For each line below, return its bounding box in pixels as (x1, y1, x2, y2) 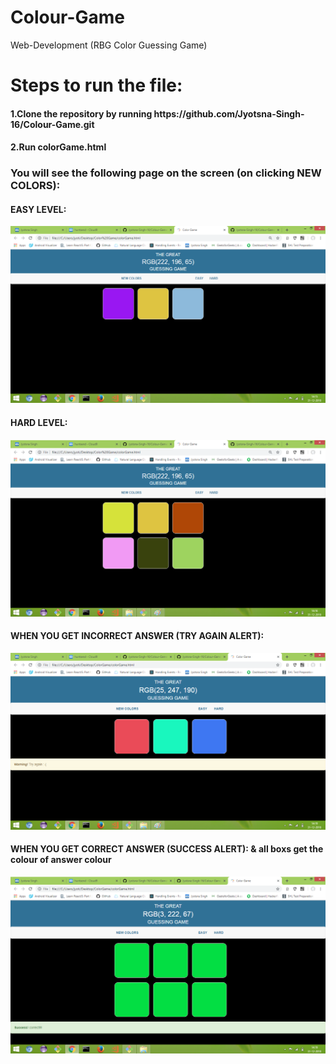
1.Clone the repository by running (10, 107, 153, 120)
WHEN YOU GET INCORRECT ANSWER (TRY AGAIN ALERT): (10, 630, 265, 642)
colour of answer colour (10, 854, 112, 866)
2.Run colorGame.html (10, 141, 107, 153)
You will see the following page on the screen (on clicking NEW (10, 166, 322, 180)
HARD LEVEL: (10, 417, 68, 429)
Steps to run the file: (10, 74, 183, 97)
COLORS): (10, 179, 61, 193)
